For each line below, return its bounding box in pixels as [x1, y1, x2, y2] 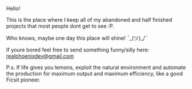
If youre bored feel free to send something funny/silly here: [6, 46, 149, 53]
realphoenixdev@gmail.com [6, 53, 74, 59]
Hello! [6, 5, 21, 12]
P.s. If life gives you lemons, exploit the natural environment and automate [6, 64, 186, 71]
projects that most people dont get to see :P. [6, 23, 115, 29]
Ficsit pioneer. [6, 76, 41, 83]
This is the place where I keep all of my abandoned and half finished [6, 16, 173, 23]
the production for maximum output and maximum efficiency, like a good [6, 70, 183, 77]
